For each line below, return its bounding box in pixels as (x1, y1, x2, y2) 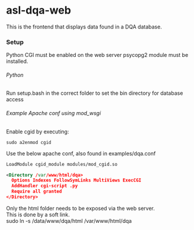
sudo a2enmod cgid (6, 139, 51, 145)
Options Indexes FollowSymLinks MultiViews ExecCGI (11, 177, 142, 184)
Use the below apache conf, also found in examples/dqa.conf (6, 149, 156, 157)
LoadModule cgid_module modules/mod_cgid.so (6, 161, 118, 167)
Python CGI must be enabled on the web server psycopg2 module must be (6, 52, 189, 59)
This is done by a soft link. (6, 211, 70, 218)
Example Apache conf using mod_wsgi (6, 110, 101, 117)
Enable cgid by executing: (6, 128, 69, 135)
